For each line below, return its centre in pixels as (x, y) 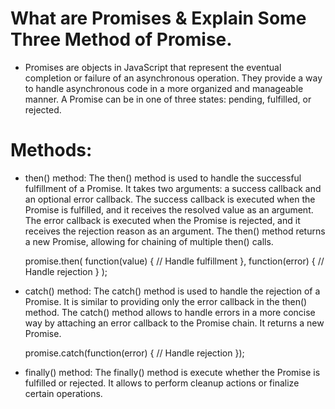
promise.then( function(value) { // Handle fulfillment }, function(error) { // (174, 261)
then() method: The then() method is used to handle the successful (163, 178)
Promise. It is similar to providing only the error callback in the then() (166, 301)
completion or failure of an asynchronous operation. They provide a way (173, 78)
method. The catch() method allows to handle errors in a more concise (170, 312)
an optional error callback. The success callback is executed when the (170, 199)
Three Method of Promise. (121, 39)
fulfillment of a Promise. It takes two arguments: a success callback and (173, 188)
